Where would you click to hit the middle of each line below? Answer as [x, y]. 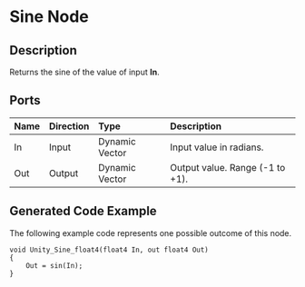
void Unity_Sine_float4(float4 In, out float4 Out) [109, 250]
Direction [69, 126]
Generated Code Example [83, 211]
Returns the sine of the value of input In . [85, 72]
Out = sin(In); [54, 265]
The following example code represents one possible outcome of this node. [151, 233]
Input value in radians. [217, 147]
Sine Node [49, 17]
